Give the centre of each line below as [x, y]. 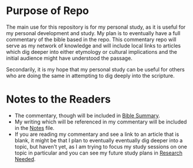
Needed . [25, 159]
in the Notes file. [34, 128]
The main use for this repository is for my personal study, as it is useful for [96, 27]
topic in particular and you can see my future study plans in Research [99, 153]
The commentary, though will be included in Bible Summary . [87, 115]
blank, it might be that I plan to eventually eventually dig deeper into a [99, 140]
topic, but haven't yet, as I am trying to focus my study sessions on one [101, 146]
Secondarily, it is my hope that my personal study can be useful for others [95, 69]
